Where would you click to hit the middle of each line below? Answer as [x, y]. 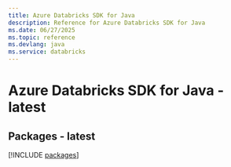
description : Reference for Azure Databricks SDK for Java [107, 23]
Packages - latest [52, 136]
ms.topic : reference [42, 37]
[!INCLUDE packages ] [44, 155]
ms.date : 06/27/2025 [42, 30]
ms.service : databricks [47, 52]
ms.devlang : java [37, 45]
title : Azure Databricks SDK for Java [71, 15]
